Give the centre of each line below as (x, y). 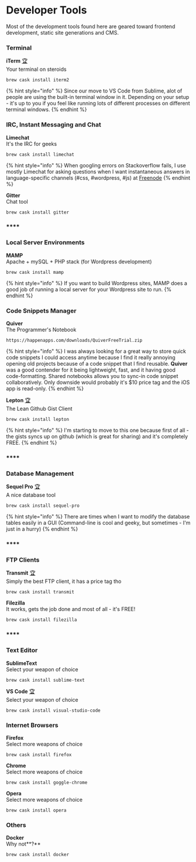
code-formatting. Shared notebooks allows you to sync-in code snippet (92, 376)
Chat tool (17, 201)
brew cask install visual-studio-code (53, 710)
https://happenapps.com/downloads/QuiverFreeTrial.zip (74, 341)
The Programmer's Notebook (41, 330)
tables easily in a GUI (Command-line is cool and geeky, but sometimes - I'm (98, 523)
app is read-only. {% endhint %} (45, 389)
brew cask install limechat (40, 154)
